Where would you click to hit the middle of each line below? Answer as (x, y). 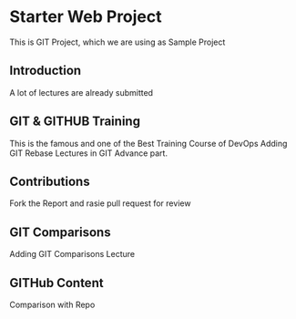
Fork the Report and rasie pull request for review (100, 203)
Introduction (46, 71)
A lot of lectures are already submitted (81, 92)
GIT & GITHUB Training (75, 122)
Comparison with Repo (52, 304)
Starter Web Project (86, 17)
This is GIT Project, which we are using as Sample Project (117, 42)
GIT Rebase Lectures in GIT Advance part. (89, 153)
